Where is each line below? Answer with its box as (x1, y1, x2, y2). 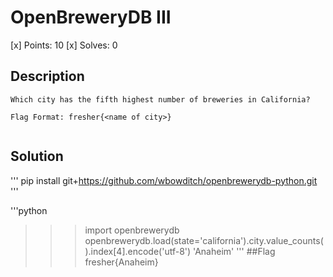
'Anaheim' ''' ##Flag (193, 245, 276, 257)
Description (10, 68, 85, 85)
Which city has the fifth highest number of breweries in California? (10, 94, 311, 105)
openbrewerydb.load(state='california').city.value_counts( (84, 234, 324, 246)
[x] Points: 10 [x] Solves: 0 (10, 39, 118, 51)
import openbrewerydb (84, 224, 180, 236)
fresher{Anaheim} (84, 256, 159, 268)
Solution (10, 148, 64, 165)
